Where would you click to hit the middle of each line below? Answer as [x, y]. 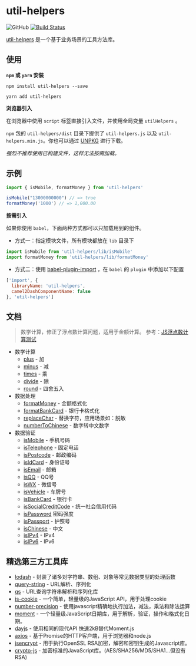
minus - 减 [36, 367]
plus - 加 [34, 359]
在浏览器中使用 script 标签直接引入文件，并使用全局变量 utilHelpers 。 [93, 121]
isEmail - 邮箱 [40, 470]
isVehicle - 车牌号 [45, 492]
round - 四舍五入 [44, 389]
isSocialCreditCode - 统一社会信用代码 [70, 507]
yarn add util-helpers [34, 96]
